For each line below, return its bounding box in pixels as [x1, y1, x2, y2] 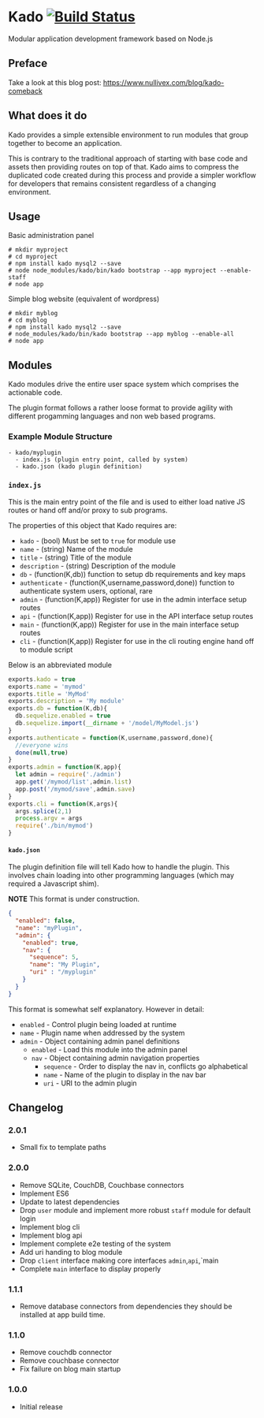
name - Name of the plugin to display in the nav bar [43, 1070, 206, 1079]
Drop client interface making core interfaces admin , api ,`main [19, 1256, 219, 1265]
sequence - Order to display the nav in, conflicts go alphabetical [43, 1061, 248, 1071]
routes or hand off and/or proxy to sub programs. [8, 505, 168, 515]
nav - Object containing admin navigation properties [31, 1053, 200, 1063]
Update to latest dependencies [19, 1197, 120, 1206]
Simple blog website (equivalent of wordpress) [8, 294, 160, 303]
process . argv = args [15, 814, 83, 823]
